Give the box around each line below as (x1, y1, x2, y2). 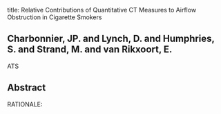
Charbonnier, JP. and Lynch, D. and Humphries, (7, 33, 215, 45)
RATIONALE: (7, 100, 43, 109)
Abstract (7, 82, 46, 93)
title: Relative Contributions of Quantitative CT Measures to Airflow (7, 6, 197, 14)
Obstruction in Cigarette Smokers (7, 13, 102, 21)
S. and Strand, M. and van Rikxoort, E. (7, 44, 173, 56)
